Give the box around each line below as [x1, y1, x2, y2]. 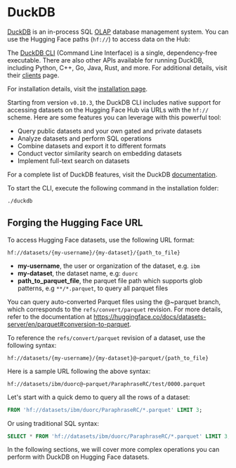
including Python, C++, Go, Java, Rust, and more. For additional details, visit [7, 63, 228, 72]
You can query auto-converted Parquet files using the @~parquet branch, [7, 297, 221, 306]
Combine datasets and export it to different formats [17, 141, 166, 150]
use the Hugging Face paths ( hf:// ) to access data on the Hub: [7, 34, 191, 43]
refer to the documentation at [7, 312, 93, 320]
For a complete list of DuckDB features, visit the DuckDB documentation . [7, 170, 218, 178]
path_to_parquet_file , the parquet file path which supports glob [17, 276, 203, 285]
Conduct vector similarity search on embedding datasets [17, 149, 183, 157]
